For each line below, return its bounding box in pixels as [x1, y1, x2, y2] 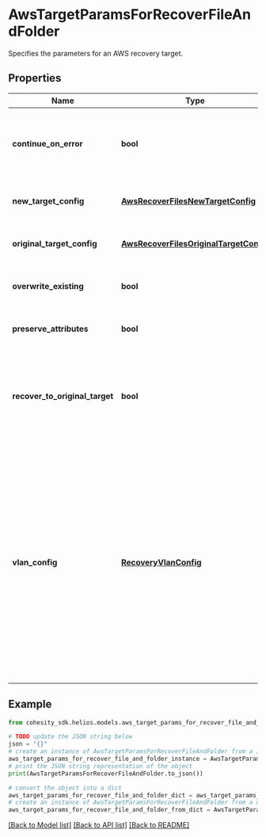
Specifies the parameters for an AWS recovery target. [8, 48, 184, 58]
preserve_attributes [12, 323, 89, 334]
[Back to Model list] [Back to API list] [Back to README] [8, 820, 190, 830]
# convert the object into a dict [8, 784, 123, 792]
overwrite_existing [12, 280, 85, 291]
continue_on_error [12, 138, 83, 149]
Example [8, 698, 52, 711]
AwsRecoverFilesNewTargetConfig [121, 196, 256, 207]
